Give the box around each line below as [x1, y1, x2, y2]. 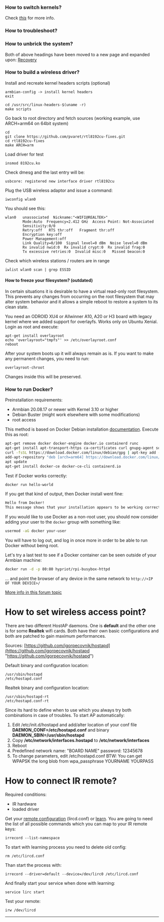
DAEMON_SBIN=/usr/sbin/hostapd [12, 732, 84, 738]
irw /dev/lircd [5, 907, 36, 913]
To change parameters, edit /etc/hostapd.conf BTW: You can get [12, 753, 143, 759]
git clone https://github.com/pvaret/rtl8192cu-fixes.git [5, 134, 125, 139]
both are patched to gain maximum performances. [5, 633, 106, 639]
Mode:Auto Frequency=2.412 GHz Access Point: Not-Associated [22, 219, 154, 224]
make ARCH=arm [5, 142, 34, 148]
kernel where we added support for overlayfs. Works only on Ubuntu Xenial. [5, 319, 158, 324]
